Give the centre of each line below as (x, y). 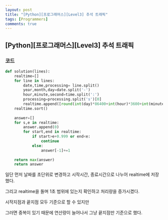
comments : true (21, 24)
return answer (29, 164)
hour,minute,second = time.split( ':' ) (61, 95)
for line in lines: (34, 80)
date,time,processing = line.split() (61, 85)
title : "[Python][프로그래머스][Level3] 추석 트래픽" (56, 14)
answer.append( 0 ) (41, 127)
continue (50, 141)
